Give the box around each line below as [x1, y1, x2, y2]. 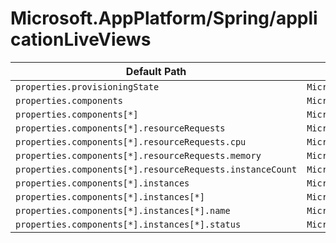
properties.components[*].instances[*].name [15, 205, 231, 216]
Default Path [125, 64, 187, 78]
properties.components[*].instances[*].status [15, 218, 242, 230]
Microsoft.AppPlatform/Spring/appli [10, 7, 318, 30]
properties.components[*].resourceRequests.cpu [15, 136, 247, 147]
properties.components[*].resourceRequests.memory [15, 150, 262, 161]
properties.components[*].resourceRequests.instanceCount [15, 163, 298, 175]
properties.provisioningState [15, 81, 160, 92]
